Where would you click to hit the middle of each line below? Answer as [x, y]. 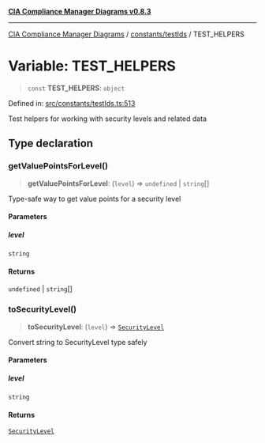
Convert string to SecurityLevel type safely [78, 342]
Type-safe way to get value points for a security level [95, 199]
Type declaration [50, 144]
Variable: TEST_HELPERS [92, 66]
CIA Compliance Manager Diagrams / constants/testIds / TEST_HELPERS [126, 34]
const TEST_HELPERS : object [76, 88]
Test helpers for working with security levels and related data [108, 119]
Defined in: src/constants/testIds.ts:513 [72, 103]
